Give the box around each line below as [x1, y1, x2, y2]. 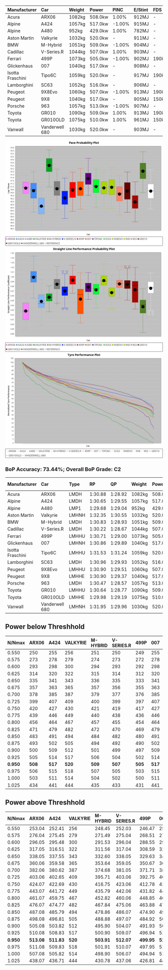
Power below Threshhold [5, 622, 85, 631]
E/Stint [133, 7, 148, 13]
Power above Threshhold [5, 798, 85, 807]
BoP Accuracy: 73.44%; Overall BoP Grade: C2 [5, 466, 121, 473]
